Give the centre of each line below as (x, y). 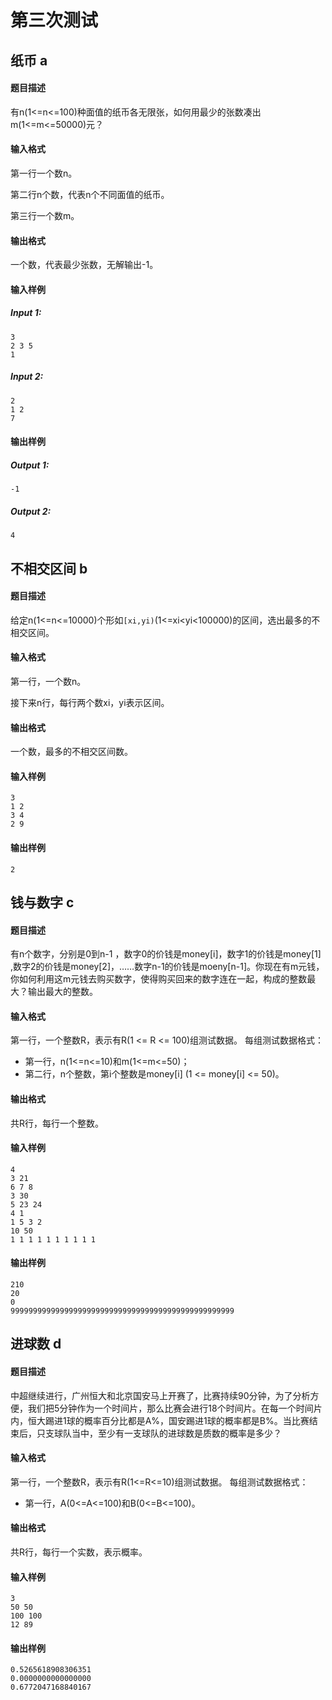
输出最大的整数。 (62, 992)
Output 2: (31, 511)
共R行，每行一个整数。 (57, 1123)
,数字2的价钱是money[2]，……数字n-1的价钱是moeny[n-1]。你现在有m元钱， (167, 967)
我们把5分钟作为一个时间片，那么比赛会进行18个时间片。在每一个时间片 (175, 1408)
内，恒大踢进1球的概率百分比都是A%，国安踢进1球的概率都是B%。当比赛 (160, 1420)
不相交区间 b (49, 568)
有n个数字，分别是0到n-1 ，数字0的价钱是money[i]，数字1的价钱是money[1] (166, 954)
